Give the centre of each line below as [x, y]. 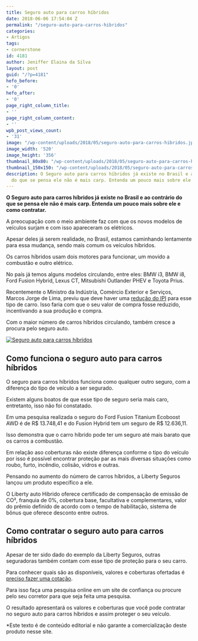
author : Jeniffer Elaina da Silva [49, 62]
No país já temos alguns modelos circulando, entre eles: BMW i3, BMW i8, [96, 274]
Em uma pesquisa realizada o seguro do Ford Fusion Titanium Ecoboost [93, 417]
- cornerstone [24, 50]
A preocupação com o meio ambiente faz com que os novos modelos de [94, 221]
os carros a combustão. [35, 441]
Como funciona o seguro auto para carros [84, 358]
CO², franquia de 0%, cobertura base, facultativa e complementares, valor [96, 500]
